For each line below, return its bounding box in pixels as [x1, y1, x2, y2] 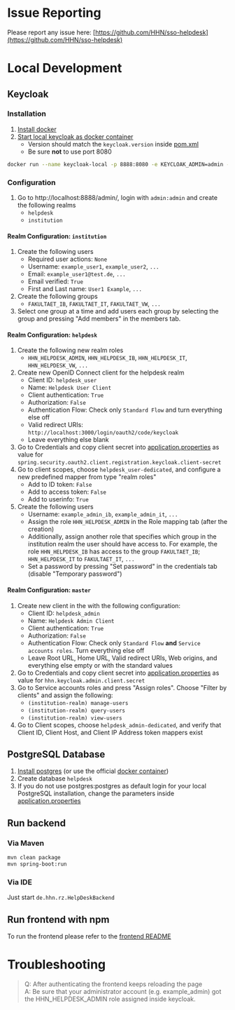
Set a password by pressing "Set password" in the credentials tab [27, 563, 218, 571]
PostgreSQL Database [7, 748, 106, 760]
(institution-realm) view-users [27, 714, 122, 722]
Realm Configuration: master [7, 586, 92, 594]
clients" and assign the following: [17, 691, 113, 699]
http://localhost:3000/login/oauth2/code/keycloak [27, 429, 179, 436]
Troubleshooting [7, 957, 106, 973]
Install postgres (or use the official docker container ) [17, 767, 169, 776]
